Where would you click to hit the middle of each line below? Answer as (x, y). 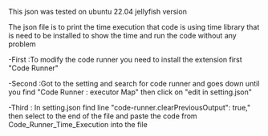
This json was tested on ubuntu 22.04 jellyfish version (97, 12)
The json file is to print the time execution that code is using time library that (134, 27)
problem (22, 44)
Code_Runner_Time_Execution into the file (78, 124)
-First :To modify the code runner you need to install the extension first (125, 60)
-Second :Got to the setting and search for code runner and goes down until (134, 84)
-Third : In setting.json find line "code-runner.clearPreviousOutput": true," (130, 108)
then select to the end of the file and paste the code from (103, 116)
